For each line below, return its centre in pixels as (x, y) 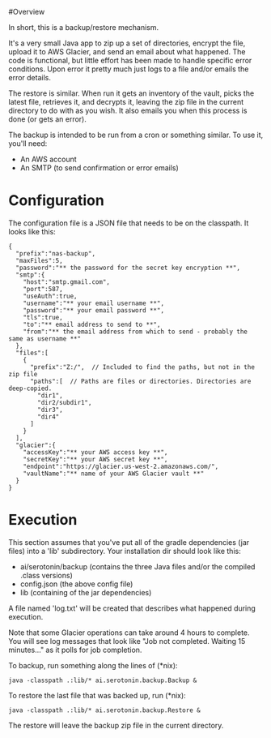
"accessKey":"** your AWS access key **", (95, 452)
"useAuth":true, (51, 296)
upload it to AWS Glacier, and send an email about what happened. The (127, 51)
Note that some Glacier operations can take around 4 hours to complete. (129, 633)
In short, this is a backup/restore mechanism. (84, 27)
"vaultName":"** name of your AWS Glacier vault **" (114, 474)
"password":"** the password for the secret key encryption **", (128, 268)
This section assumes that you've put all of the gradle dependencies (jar (129, 542)
